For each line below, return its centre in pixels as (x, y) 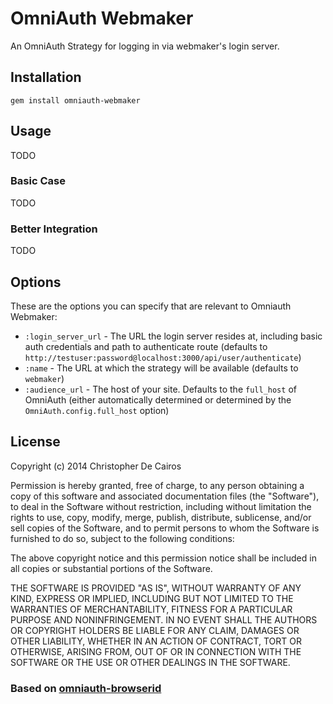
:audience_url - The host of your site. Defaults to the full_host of (160, 389)
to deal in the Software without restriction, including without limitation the (161, 506)
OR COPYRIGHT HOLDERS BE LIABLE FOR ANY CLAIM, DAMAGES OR (155, 630)
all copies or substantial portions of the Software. (111, 568)
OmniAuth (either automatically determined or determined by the (158, 399)
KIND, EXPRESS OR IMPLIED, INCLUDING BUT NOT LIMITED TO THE (152, 598)
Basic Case (38, 181)
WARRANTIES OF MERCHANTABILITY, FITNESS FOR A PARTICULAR (151, 609)
